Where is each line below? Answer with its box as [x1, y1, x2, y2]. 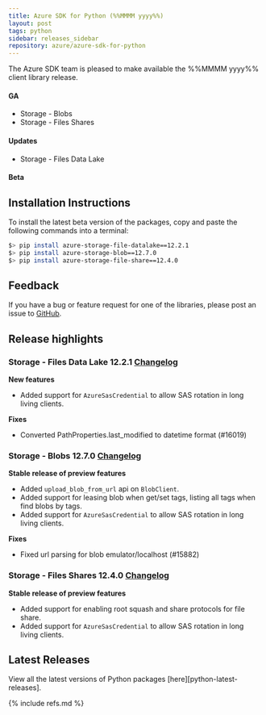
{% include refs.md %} [8, 699, 85, 709]
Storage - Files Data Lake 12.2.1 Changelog [8, 356, 179, 367]
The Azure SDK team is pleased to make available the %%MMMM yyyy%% [8, 64, 260, 73]
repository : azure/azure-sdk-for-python [8, 42, 147, 50]
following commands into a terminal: [8, 225, 129, 235]
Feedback [8, 278, 60, 292]
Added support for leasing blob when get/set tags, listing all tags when [19, 493, 256, 503]
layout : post [8, 19, 52, 27]
